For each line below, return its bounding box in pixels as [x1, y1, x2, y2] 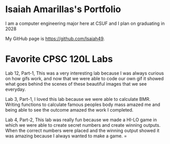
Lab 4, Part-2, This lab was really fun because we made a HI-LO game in [5, 117, 157, 123]
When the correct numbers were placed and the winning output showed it [5, 127, 160, 133]
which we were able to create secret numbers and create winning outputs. [5, 122, 161, 128]
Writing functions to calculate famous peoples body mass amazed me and [5, 101, 160, 107]
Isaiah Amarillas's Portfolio [5, 4, 121, 15]
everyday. [5, 86, 26, 92]
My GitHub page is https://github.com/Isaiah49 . [5, 35, 105, 42]
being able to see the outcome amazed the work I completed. [5, 106, 133, 113]
